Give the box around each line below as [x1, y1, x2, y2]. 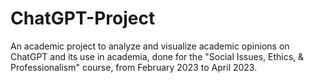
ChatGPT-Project [10, 7, 156, 30]
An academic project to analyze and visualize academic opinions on [10, 40, 290, 52]
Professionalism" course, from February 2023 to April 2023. [10, 61, 258, 73]
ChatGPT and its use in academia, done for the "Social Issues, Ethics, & [10, 50, 305, 62]
